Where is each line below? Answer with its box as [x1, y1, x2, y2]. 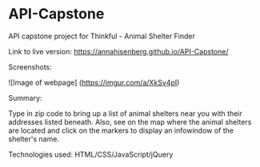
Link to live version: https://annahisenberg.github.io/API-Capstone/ [8, 46, 229, 56]
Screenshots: [8, 62, 52, 72]
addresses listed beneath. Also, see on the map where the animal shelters [8, 117, 252, 126]
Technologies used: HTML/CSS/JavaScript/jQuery [8, 149, 174, 159]
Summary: [8, 93, 42, 102]
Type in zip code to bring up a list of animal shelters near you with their [8, 109, 242, 118]
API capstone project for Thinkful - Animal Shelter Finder [8, 31, 196, 41]
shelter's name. [8, 133, 60, 144]
